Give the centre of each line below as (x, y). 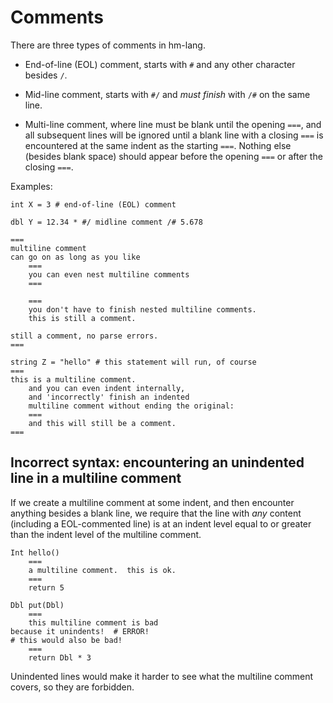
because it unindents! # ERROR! (80, 631)
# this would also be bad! (66, 640)
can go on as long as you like (75, 257)
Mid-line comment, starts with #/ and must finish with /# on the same (167, 94)
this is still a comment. (82, 318)
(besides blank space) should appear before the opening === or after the (173, 156)
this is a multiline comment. (73, 379)
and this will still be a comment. (102, 423)
